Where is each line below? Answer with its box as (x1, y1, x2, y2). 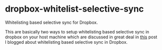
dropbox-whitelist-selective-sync (5, 3, 144, 15)
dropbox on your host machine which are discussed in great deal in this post (5, 34, 158, 40)
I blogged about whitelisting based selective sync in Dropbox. (5, 39, 128, 45)
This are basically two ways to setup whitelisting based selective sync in (5, 29, 149, 34)
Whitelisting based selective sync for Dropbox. (5, 19, 98, 25)
